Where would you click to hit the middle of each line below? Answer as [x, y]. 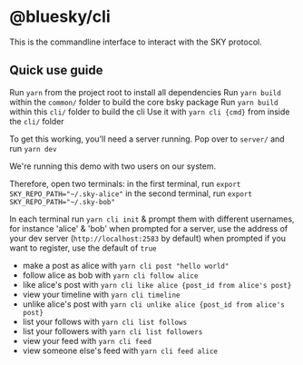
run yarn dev [33, 148]
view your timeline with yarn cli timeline [101, 294]
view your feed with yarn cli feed [87, 340]
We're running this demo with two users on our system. [112, 166]
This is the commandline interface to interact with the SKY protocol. [136, 42]
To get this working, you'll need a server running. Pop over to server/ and [147, 139]
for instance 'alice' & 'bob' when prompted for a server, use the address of [149, 228]
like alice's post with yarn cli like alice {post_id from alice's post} [157, 284]
